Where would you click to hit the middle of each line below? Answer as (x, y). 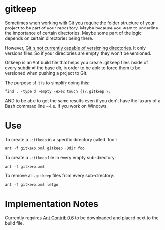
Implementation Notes (52, 204)
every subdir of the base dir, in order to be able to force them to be (73, 68)
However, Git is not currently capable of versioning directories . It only (76, 48)
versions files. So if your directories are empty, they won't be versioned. (78, 53)
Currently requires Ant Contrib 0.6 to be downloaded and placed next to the (82, 218)
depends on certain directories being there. (49, 38)
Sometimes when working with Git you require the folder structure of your (80, 23)
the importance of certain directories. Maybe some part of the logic (73, 33)
